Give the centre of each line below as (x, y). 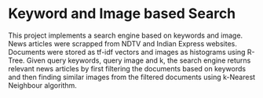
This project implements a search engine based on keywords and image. (126, 35)
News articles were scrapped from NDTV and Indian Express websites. (122, 43)
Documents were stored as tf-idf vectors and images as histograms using (127, 52)
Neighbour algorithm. (42, 85)
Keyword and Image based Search (122, 14)
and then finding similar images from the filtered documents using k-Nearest (132, 77)
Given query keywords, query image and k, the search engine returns (139, 60)
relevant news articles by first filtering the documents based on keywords (127, 68)
